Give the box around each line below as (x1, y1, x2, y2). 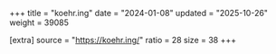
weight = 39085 (9, 17, 70, 28)
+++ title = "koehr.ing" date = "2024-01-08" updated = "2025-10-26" (9, 8, 269, 18)
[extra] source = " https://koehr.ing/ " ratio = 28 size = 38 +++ (9, 35, 237, 45)
